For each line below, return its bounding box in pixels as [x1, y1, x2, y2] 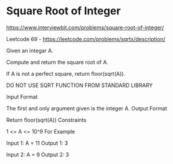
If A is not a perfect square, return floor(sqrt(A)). [6, 70, 126, 77]
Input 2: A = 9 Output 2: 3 [6, 151, 69, 158]
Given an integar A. [6, 47, 54, 54]
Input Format [6, 93, 38, 100]
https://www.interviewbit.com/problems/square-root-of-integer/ [6, 24, 165, 31]
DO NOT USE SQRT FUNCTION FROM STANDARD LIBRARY [6, 82, 153, 89]
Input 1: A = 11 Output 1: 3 [6, 139, 68, 147]
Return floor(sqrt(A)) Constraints [6, 116, 87, 123]
